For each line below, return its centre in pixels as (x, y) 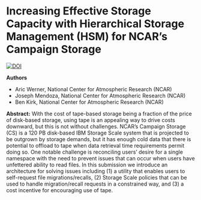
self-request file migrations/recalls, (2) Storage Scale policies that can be (97, 177)
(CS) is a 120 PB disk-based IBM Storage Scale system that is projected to (97, 133)
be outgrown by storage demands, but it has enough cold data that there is (99, 139)
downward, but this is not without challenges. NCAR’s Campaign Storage (96, 126)
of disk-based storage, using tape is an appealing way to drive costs (91, 120)
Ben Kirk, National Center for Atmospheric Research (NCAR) (89, 102)
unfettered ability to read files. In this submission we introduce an (87, 165)
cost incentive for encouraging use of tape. (59, 190)
